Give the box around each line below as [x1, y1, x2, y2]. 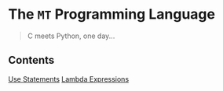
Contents [8, 54, 55, 67]
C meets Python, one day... [27, 31, 115, 40]
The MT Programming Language [8, 5, 216, 23]
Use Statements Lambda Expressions [8, 74, 130, 83]
